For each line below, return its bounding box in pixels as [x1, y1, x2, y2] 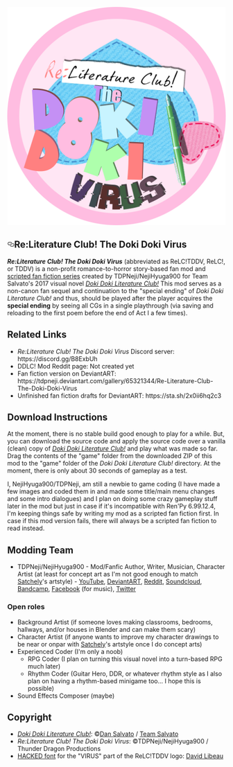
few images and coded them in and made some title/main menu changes [7, 487, 215, 495]
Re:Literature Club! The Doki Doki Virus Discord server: [17, 347, 175, 355]
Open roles [7, 602, 45, 612]
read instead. [7, 524, 45, 533]
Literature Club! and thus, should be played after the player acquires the [7, 294, 213, 302]
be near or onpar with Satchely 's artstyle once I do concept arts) [17, 640, 202, 648]
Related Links [7, 329, 67, 341]
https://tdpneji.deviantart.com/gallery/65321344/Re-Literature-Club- [17, 376, 214, 385]
